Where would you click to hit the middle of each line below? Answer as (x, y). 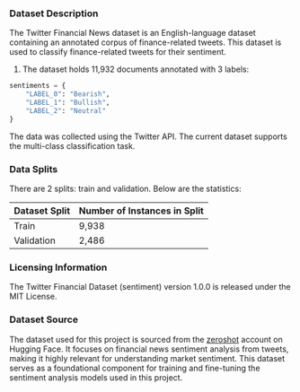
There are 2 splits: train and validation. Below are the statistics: (125, 188)
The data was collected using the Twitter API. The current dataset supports (148, 136)
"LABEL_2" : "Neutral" (66, 110)
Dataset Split (42, 211)
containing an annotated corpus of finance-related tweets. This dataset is (146, 42)
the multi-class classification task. (72, 145)
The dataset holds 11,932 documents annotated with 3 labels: (136, 69)
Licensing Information (58, 267)
